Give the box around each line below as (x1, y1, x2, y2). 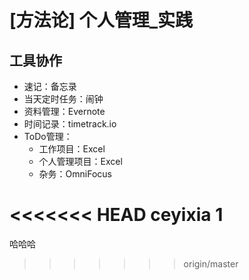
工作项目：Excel (38, 143, 106, 155)
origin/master (183, 257, 239, 270)
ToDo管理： (23, 131, 73, 142)
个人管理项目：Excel (38, 156, 123, 167)
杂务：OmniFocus (38, 168, 112, 180)
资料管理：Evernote (23, 106, 106, 117)
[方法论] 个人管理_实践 (9, 9, 194, 32)
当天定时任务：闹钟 (23, 93, 104, 105)
